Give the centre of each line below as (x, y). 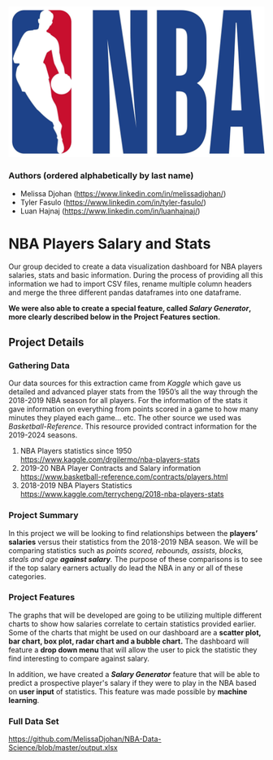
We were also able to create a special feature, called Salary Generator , (130, 308)
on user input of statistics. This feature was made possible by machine (128, 692)
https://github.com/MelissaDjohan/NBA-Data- (85, 739)
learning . (24, 700)
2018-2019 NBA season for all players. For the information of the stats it (128, 401)
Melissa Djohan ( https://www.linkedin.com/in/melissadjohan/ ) (123, 193)
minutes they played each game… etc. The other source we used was (125, 418)
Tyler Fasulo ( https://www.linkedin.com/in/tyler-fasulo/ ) (113, 202)
